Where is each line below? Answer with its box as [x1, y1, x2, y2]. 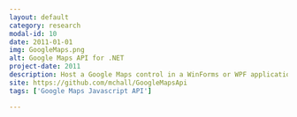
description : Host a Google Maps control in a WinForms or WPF [9, 70, 247, 79]
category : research [9, 21, 81, 30]
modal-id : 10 [9, 29, 57, 38]
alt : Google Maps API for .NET [9, 54, 125, 62]
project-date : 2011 [9, 62, 81, 71]
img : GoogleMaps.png [9, 46, 86, 55]
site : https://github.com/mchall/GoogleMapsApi [9, 78, 188, 87]
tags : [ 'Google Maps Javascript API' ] [9, 86, 152, 95]
